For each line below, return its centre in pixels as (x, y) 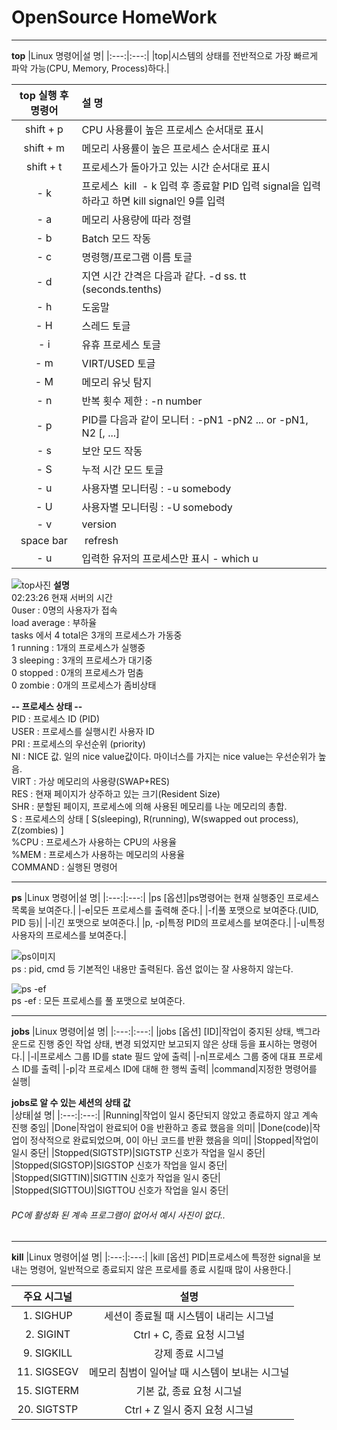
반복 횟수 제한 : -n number (142, 401)
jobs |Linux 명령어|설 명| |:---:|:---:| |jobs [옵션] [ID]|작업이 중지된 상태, (152, 1031)
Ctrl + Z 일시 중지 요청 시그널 (189, 1410)
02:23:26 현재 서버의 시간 (62, 597)
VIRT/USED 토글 (118, 363)
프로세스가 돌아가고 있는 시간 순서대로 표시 (176, 167)
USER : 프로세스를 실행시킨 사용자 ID (83, 731)
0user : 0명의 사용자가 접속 (64, 610)
